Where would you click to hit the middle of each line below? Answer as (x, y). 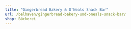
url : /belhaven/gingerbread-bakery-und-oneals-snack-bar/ (65, 14)
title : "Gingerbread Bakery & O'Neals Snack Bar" (57, 10)
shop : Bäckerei (21, 19)
